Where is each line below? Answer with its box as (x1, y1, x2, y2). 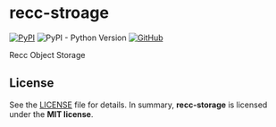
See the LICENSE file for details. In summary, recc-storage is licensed (9, 99, 268, 110)
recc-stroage (9, 3, 110, 23)
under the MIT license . (9, 108, 94, 119)
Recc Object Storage (9, 49, 86, 60)
